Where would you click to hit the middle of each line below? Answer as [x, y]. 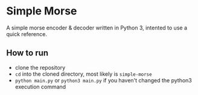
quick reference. [27, 34]
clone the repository [40, 67]
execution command [40, 87]
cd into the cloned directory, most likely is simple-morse [83, 74]
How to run [27, 53]
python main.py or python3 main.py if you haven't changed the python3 [103, 80]
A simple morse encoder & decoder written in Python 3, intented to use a [97, 28]
